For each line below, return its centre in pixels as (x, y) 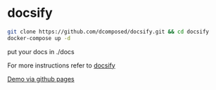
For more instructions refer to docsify (62, 65)
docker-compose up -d (39, 38)
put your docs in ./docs (41, 51)
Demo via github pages (41, 79)
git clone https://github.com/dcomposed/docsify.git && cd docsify (108, 32)
